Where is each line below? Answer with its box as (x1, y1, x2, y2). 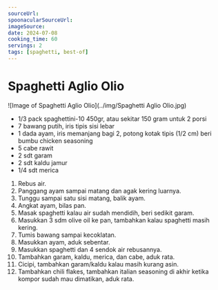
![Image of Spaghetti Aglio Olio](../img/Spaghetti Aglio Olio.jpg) (8, 101, 187, 109)
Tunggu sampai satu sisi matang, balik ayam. (17, 194, 146, 202)
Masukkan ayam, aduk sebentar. (17, 238, 110, 246)
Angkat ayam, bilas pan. (17, 201, 87, 209)
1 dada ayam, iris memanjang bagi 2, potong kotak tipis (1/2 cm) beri (17, 129, 212, 137)
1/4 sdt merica (17, 166, 59, 174)
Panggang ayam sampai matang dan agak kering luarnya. (17, 186, 181, 195)
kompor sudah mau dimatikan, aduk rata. (17, 274, 135, 283)
